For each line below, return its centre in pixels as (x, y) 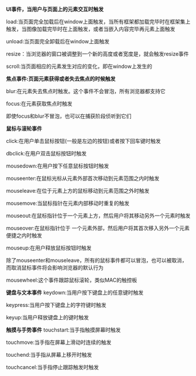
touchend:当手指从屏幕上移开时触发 (49, 355)
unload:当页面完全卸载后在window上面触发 (58, 41)
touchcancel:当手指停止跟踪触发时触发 (53, 367)
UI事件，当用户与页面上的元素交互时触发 (55, 9)
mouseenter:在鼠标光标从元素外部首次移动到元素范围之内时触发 (83, 178)
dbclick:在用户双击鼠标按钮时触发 (46, 153)
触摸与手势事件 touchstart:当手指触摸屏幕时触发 (63, 330)
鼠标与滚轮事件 (24, 129)
